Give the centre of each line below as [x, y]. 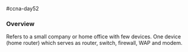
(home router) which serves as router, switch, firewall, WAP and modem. [94, 43]
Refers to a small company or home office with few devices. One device [94, 37]
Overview [20, 24]
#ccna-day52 [23, 9]
